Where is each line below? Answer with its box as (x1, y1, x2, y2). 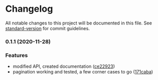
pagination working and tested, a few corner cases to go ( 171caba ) (12, 69, 153, 75)
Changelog (5, 3, 53, 15)
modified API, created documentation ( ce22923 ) (12, 63, 115, 69)
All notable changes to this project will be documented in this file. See (5, 20, 152, 26)
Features (5, 51, 28, 59)
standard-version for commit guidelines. (5, 25, 90, 31)
